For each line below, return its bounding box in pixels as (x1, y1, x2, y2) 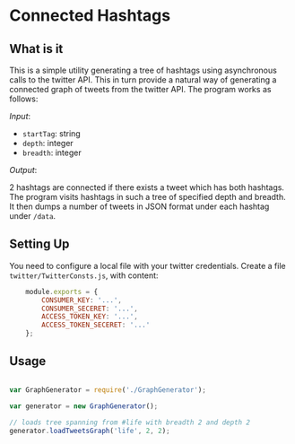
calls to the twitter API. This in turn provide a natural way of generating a (9, 74, 277, 85)
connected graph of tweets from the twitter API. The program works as (9, 84, 272, 94)
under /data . (9, 211, 56, 221)
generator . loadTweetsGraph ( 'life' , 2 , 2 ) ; (9, 426, 170, 435)
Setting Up (9, 237, 70, 252)
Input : (9, 111, 31, 121)
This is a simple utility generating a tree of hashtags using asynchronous (9, 65, 278, 75)
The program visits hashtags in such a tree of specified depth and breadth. (9, 192, 286, 202)
